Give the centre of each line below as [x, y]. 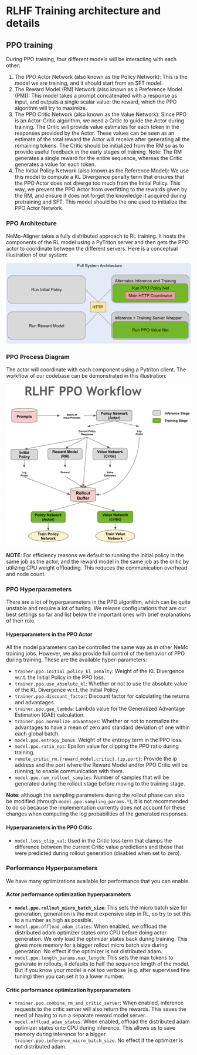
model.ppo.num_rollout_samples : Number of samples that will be [92, 777]
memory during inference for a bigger [60, 1034]
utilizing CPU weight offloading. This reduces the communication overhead [97, 568]
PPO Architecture [31, 223]
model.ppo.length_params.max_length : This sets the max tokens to [94, 958]
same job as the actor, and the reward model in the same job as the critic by [98, 561]
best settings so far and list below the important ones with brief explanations [98, 615]
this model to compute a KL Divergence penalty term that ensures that [99, 177]
